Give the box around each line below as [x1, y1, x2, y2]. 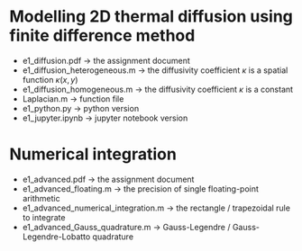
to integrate [22, 211, 66, 222]
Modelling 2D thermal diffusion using [9, 6, 293, 27]
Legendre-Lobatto [22, 231, 91, 242]
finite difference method [9, 25, 196, 46]
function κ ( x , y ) [22, 74, 78, 85]
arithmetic [22, 193, 60, 203]
